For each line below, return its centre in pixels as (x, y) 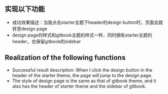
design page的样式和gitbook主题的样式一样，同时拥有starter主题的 (82, 35)
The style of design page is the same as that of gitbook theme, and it (84, 81)
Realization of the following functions (65, 58)
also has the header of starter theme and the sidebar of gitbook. (79, 86)
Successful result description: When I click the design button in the (82, 70)
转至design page (30, 28)
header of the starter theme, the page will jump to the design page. (82, 75)
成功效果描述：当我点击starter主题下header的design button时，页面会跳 (88, 22)
